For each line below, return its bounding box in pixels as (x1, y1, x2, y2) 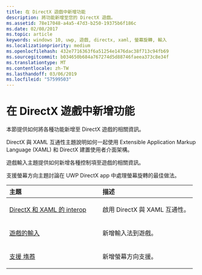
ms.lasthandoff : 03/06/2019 (6, 71, 77, 77)
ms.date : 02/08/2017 (6, 25, 59, 32)
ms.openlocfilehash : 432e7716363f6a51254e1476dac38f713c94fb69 (6, 48, 169, 55)
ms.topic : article (6, 31, 53, 38)
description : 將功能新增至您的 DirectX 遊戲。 (6, 15, 116, 21)
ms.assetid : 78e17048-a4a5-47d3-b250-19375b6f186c (6, 20, 137, 26)
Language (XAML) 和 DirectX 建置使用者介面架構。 (6, 146, 133, 153)
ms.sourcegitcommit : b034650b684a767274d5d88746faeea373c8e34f (6, 54, 169, 60)
